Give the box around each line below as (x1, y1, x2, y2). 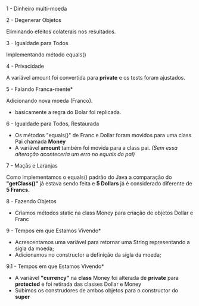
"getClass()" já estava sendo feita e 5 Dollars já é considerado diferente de (6, 180, 192, 187)
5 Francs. (6, 187, 30, 193)
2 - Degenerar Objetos (6, 17, 61, 23)
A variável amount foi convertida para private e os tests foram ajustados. (6, 74, 186, 81)
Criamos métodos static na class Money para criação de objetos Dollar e (14, 209, 194, 216)
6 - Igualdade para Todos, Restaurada (6, 120, 99, 127)
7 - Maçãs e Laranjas (6, 162, 58, 169)
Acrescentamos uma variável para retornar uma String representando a (14, 239, 190, 245)
